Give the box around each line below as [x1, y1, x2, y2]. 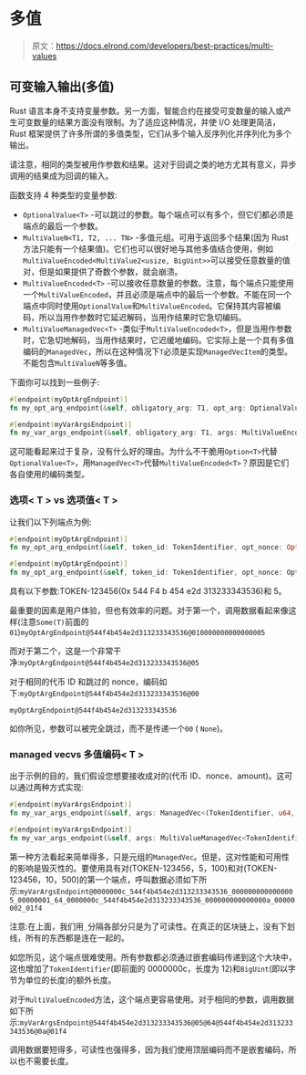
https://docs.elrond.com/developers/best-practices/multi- [56, 40, 274, 51]
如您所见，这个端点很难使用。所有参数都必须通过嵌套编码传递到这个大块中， [9, 951, 297, 963]
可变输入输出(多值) [9, 79, 115, 95]
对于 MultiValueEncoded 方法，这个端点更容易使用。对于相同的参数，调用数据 [9, 994, 294, 1005]
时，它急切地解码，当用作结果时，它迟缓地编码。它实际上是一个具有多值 [22, 334, 294, 345]
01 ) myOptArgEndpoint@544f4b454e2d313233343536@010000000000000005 [9, 627, 266, 638]
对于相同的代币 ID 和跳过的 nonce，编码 [9, 676, 159, 687]
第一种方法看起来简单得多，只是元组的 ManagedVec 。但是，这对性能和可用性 [9, 851, 290, 862]
